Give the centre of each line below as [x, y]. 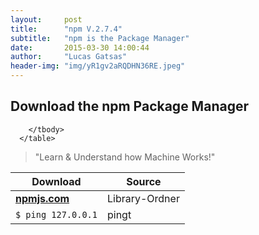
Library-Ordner [143, 198]
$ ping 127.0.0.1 [56, 214]
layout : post [46, 19]
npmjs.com [42, 198]
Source [144, 181]
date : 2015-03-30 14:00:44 [80, 47]
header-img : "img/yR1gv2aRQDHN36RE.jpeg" [98, 66]
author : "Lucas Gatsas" [69, 57]
